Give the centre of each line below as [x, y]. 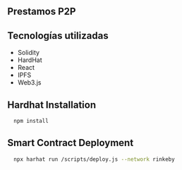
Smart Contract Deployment [71, 143]
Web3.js [29, 83]
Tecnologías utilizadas [58, 36]
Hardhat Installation [52, 105]
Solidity [29, 53]
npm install [31, 121]
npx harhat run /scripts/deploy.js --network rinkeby [94, 159]
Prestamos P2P [42, 12]
